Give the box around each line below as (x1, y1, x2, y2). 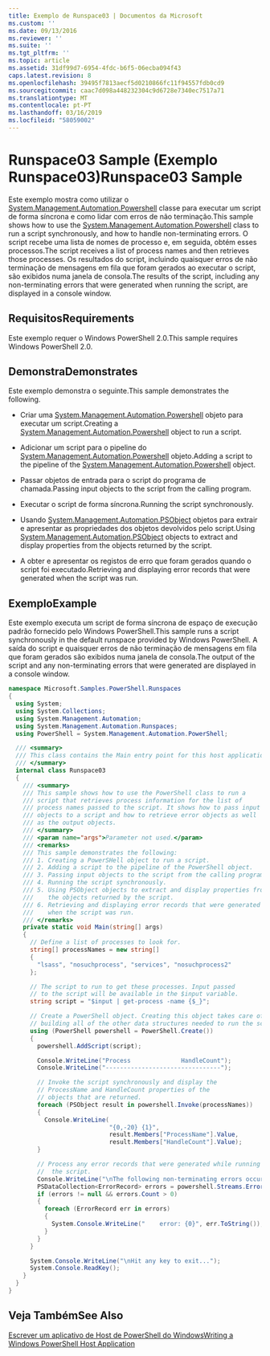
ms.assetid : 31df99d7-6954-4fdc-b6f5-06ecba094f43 (8, 64, 182, 72)
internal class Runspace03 (15, 766, 106, 774)
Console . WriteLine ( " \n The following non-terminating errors (37, 1174, 243, 1183)
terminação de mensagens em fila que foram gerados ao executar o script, (8, 263, 256, 272)
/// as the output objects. (22, 819, 117, 827)
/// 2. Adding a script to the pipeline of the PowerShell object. (22, 864, 253, 872)
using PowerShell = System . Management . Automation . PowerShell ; (15, 729, 228, 737)
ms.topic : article (8, 57, 70, 65)
